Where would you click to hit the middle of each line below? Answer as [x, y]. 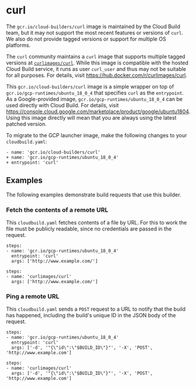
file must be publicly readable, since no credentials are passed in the [89, 229]
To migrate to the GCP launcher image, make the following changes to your [97, 135]
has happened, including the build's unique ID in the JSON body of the [91, 315]
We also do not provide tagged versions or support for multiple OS [86, 39]
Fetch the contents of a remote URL [57, 210]
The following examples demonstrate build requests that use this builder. [94, 195]
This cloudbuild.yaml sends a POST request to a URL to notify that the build [96, 309]
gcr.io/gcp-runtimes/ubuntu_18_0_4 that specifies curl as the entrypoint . [95, 93]
